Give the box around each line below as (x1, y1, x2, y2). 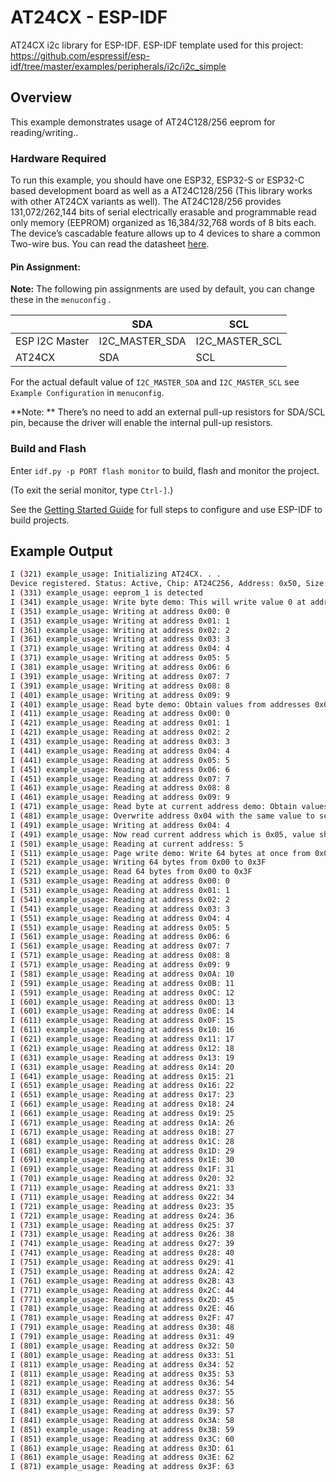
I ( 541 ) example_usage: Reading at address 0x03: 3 (10, 904, 230, 914)
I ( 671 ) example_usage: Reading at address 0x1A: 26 (10, 1117, 235, 1128)
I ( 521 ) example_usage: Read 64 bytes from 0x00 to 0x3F (10, 867, 253, 877)
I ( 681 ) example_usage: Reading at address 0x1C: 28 (10, 1136, 235, 1146)
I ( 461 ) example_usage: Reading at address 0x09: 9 (10, 792, 230, 803)
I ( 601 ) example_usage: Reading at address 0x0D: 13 (10, 997, 235, 1007)
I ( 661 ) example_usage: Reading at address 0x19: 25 (10, 1109, 235, 1119)
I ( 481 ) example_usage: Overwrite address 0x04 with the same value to (10, 811, 315, 821)
